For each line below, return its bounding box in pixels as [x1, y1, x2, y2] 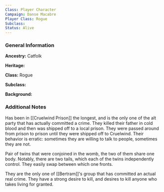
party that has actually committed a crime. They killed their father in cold [5, 120, 153, 126]
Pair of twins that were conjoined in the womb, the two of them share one [5, 151, 155, 156]
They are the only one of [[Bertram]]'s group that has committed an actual [5, 171, 156, 177]
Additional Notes [5, 104, 46, 111]
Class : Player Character [5, 7, 56, 12]
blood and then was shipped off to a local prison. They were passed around [5, 125, 159, 131]
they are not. [5, 141, 31, 147]
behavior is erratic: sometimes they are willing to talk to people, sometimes [5, 136, 158, 142]
